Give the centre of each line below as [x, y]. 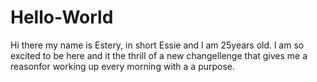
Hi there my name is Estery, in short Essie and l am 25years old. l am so [157, 45]
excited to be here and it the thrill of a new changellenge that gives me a [159, 55]
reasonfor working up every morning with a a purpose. [123, 66]
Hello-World [62, 17]
